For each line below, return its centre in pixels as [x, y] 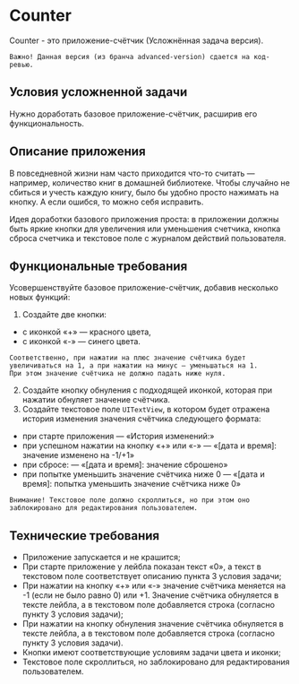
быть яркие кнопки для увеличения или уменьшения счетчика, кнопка [145, 229]
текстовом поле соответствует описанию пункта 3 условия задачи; [152, 576]
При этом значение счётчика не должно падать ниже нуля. [118, 374]
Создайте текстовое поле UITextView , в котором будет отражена [146, 410]
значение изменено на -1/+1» [78, 455]
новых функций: [40, 298]
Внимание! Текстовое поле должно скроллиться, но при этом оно [130, 500]
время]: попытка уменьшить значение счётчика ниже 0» [132, 484]
